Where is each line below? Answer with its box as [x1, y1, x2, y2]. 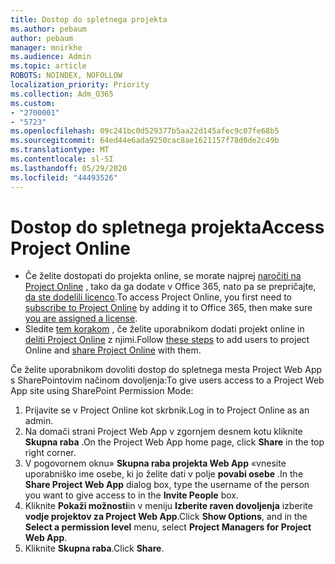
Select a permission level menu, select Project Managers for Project [24, 521, 312, 533]
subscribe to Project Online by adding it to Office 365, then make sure [24, 302, 313, 314]
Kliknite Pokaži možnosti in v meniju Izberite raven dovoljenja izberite [24, 500, 313, 512]
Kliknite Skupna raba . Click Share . [24, 542, 165, 555]
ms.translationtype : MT [10, 145, 110, 155]
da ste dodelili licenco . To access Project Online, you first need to [24, 291, 292, 303]
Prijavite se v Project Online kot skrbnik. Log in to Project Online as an [24, 404, 310, 416]
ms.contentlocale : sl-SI [10, 154, 114, 164]
